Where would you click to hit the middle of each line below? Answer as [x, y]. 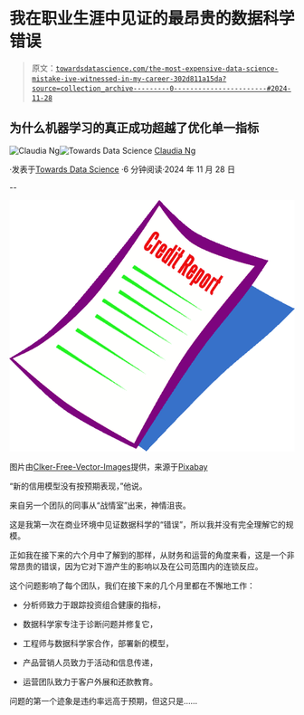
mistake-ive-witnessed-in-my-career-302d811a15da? [129, 79]
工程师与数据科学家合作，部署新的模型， [98, 643]
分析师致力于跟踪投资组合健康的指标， [94, 605]
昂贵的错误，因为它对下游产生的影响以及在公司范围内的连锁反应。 [140, 566]
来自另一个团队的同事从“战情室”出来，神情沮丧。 [100, 505]
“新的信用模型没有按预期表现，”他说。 [78, 486]
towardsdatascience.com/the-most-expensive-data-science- [167, 69]
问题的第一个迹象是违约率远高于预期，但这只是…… [104, 701]
